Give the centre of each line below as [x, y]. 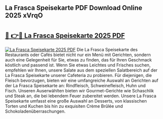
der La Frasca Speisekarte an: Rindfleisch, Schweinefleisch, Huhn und [75, 86]
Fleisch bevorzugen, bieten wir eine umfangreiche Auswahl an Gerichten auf [82, 80]
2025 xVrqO [24, 16]
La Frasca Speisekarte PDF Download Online [74, 8]
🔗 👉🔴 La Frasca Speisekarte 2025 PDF [65, 36]
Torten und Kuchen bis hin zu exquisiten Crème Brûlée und [64, 106]
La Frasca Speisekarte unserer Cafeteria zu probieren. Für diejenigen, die [79, 75]
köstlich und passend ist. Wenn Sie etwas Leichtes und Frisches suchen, [78, 65]
